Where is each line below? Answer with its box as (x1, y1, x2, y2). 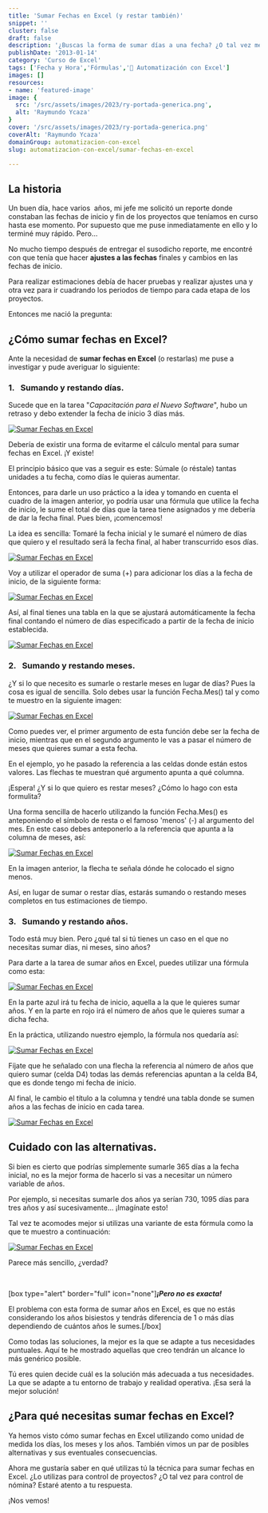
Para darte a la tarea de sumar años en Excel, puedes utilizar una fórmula (8, 957, 249, 968)
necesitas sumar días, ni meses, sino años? (8, 942, 151, 952)
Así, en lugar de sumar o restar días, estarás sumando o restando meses (8, 887, 247, 896)
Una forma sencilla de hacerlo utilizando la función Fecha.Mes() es (8, 807, 228, 816)
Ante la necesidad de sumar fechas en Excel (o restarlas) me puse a (8, 353, 235, 363)
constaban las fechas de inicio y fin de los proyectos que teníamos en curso (8, 212, 258, 222)
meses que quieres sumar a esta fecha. (8, 743, 138, 753)
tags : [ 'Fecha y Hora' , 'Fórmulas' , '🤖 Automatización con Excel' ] (8, 64, 230, 72)
